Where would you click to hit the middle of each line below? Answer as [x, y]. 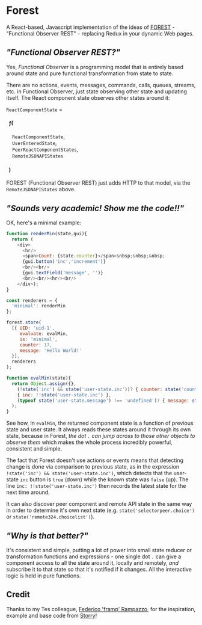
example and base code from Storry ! [52, 615]
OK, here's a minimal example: [44, 223]
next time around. [28, 492]
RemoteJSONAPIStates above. [41, 189]
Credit [18, 595]
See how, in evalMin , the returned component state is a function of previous [100, 423]
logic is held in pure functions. [44, 576]
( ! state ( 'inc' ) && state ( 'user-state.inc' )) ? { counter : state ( [99, 389]
